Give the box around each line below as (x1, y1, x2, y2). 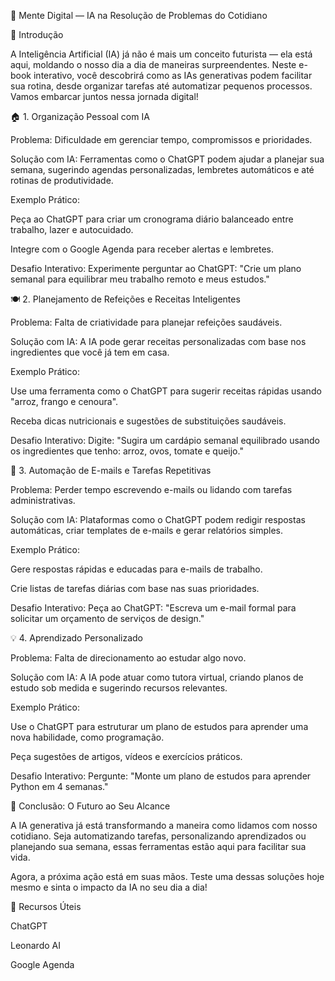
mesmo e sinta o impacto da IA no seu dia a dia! (10, 881, 208, 893)
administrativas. (10, 495, 76, 506)
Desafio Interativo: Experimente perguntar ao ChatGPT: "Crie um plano (10, 263, 302, 274)
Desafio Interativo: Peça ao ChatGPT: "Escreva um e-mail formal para (10, 602, 297, 614)
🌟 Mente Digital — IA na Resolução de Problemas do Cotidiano (10, 10, 268, 21)
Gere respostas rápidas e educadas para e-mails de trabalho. (10, 563, 263, 575)
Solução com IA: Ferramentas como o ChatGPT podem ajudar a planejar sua (10, 153, 325, 165)
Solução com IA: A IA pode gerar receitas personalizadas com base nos (10, 336, 307, 347)
